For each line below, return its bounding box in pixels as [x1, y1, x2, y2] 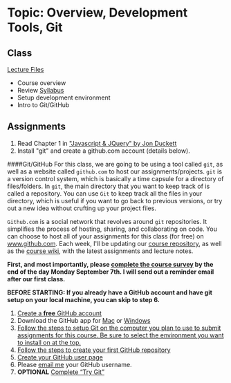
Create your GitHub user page [17, 353, 104, 361]
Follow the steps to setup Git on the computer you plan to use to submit [17, 324, 221, 332]
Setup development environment [17, 93, 111, 102]
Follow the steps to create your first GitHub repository [17, 346, 171, 354]
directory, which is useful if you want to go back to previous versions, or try [7, 196, 223, 205]
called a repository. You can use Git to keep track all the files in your [7, 189, 203, 198]
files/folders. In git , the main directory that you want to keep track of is [7, 182, 210, 190]
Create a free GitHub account [17, 309, 102, 317]
